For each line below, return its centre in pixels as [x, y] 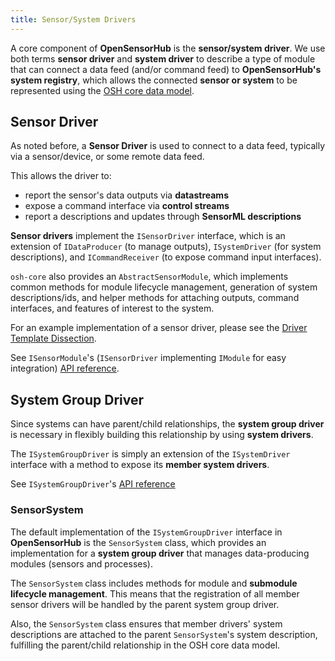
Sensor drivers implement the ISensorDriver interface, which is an [148, 236]
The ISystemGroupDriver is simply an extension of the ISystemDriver [150, 454]
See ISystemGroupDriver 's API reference [93, 484]
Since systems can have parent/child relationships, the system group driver [167, 424]
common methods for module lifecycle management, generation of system [164, 287]
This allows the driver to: [61, 176]
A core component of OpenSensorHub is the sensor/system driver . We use [168, 48]
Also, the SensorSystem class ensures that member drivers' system [146, 623]
